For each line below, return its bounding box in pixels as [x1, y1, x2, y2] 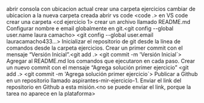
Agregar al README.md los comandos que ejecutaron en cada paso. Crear [6, 58, 195, 64]
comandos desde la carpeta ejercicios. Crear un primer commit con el [6, 44, 183, 51]
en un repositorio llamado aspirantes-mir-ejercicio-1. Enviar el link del [6, 77, 182, 84]
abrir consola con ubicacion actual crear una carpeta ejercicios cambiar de [6, 6, 196, 12]
